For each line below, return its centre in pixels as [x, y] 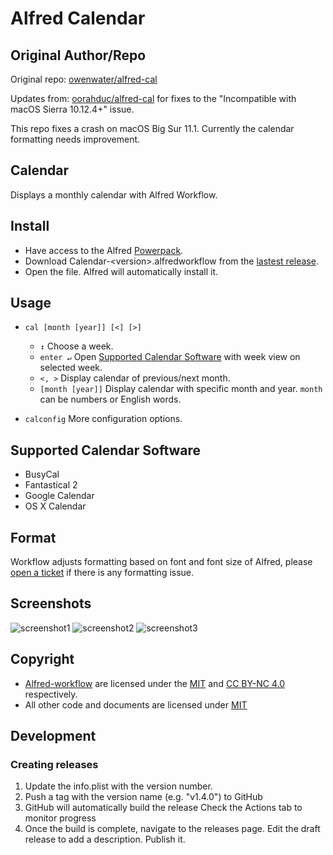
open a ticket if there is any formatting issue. [102, 573]
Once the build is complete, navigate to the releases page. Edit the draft [172, 829]
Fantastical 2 [51, 485]
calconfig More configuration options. [103, 419]
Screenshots [51, 603]
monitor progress [60, 818]
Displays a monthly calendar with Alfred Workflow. [114, 194]
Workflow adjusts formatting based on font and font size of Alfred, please [161, 562]
